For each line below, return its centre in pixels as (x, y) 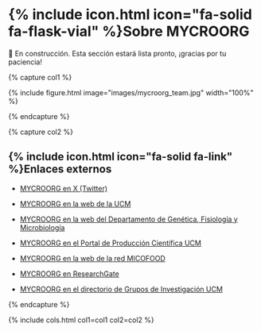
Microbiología (42, 227)
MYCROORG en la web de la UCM (75, 203)
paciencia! (25, 62)
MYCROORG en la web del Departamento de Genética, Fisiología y (129, 219)
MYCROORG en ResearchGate (69, 273)
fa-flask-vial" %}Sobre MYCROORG (129, 31)
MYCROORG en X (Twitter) (64, 188)
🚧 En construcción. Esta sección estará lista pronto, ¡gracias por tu (117, 53)
